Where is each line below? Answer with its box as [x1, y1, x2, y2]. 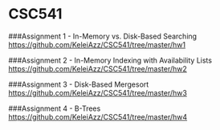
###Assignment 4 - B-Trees [8, 104, 101, 113]
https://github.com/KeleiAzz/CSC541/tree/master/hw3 [8, 87, 187, 97]
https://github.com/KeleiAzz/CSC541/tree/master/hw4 [8, 112, 188, 121]
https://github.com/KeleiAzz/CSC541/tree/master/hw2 [8, 63, 187, 73]
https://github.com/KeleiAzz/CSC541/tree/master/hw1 [8, 39, 186, 49]
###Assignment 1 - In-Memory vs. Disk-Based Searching [8, 31, 198, 41]
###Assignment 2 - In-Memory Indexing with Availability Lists [8, 55, 213, 65]
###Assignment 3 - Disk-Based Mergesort [8, 79, 149, 89]
